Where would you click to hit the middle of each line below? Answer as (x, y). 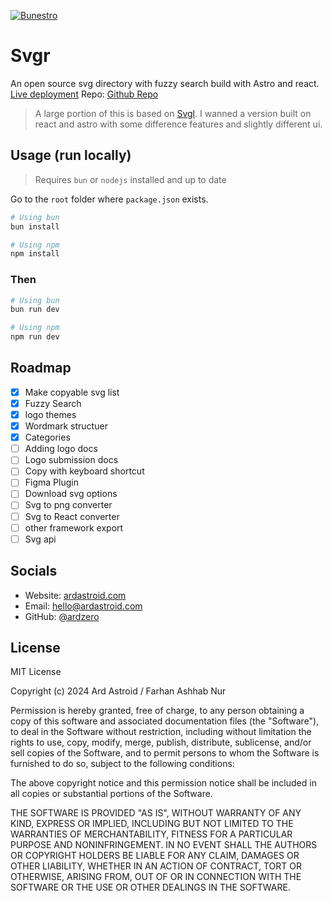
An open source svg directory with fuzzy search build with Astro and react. (165, 83)
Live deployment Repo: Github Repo (84, 94)
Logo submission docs (71, 460)
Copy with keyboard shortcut (84, 471)
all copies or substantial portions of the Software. (111, 794)
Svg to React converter (72, 516)
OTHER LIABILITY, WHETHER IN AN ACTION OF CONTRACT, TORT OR (156, 866)
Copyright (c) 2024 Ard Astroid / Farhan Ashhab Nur (118, 691)
